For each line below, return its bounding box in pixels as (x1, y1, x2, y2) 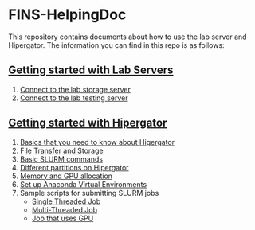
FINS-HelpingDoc (8, 6, 127, 24)
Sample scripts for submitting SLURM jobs (19, 188, 159, 197)
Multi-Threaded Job (31, 205, 98, 214)
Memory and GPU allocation (19, 171, 113, 181)
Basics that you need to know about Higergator (19, 137, 175, 146)
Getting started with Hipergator (8, 116, 167, 130)
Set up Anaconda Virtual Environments (19, 179, 147, 189)
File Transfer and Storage (19, 146, 104, 155)
